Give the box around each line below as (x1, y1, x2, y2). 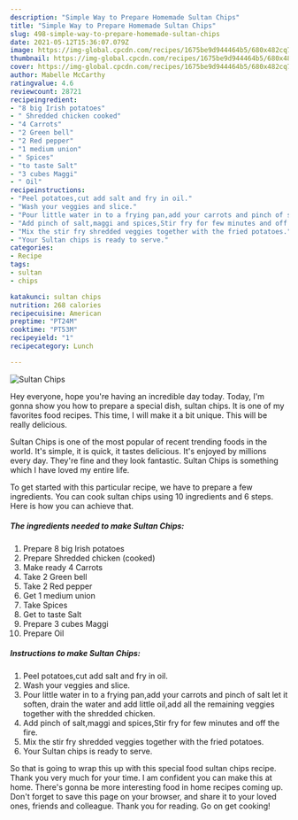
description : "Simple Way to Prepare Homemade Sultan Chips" (10, 12, 241, 22)
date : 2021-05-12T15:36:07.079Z (10, 37, 129, 47)
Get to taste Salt (22, 608, 82, 620)
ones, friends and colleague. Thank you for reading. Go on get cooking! (10, 801, 271, 811)
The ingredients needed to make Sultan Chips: (10, 521, 185, 531)
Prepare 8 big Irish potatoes (22, 543, 125, 553)
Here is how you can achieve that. (10, 500, 134, 511)
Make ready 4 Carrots (22, 561, 103, 572)
